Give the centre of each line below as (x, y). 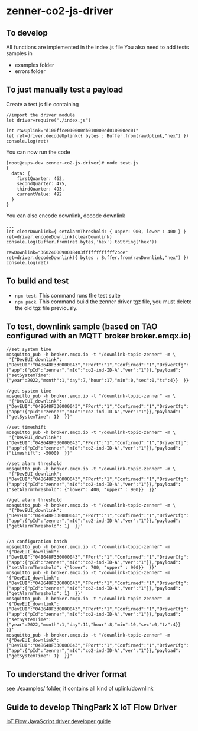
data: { (21, 173)
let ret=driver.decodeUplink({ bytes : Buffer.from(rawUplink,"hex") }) (98, 136)
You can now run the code (38, 152)
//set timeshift (26, 428)
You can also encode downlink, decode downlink (66, 216)
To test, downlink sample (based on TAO (82, 327)
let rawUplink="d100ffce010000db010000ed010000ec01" (72, 131)
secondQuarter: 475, (42, 183)
